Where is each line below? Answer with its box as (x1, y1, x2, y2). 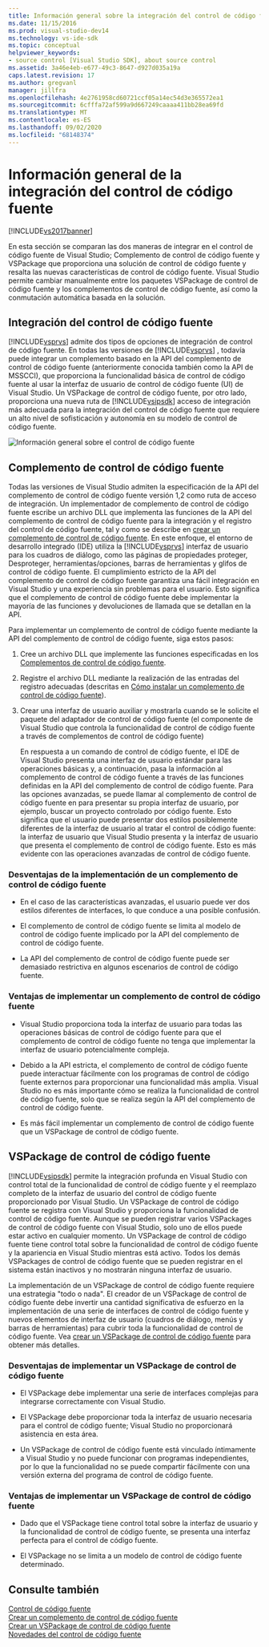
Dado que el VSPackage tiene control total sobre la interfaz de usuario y (19, 1519, 259, 1528)
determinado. (19, 1560, 65, 1569)
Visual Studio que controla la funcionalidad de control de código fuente (19, 723, 255, 733)
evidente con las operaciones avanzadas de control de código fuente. (19, 849, 251, 859)
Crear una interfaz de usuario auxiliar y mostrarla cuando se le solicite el (19, 706, 259, 715)
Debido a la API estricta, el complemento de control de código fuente (19, 1060, 248, 1069)
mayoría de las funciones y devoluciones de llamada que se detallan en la (8, 602, 251, 611)
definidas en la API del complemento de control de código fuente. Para (19, 781, 254, 791)
